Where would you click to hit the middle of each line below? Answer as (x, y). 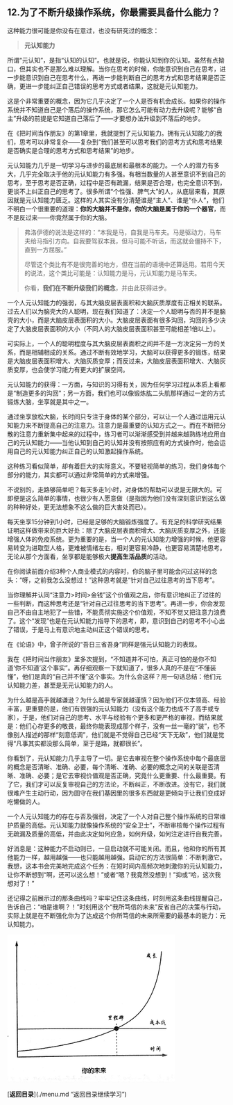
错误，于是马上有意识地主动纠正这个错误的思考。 (83, 629)
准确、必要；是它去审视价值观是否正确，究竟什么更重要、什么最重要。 (119, 775)
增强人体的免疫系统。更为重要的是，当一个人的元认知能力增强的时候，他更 (113, 539)
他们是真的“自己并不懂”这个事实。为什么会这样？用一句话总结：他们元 (122, 676)
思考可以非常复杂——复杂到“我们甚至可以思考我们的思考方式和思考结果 (121, 142)
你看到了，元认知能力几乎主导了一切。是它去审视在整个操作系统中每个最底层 (116, 758)
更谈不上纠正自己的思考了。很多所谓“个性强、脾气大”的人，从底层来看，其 (113, 191)
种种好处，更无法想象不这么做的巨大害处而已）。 (81, 507)
